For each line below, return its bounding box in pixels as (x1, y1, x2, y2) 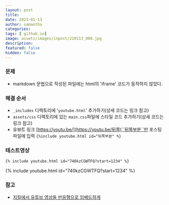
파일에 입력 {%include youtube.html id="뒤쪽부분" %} (12, 133, 121, 139)
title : (5, 12, 19, 17)
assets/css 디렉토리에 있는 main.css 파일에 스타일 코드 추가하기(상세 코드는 (12, 113, 164, 120)
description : (5, 41, 33, 46)
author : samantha (5, 21, 43, 27)
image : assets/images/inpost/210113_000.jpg (5, 36, 102, 41)
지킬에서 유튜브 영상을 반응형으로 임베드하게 (12, 194, 101, 200)
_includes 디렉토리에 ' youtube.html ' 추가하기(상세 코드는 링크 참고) (12, 107, 150, 113)
